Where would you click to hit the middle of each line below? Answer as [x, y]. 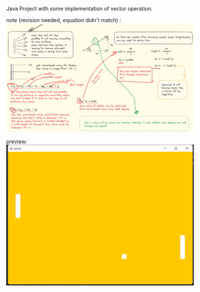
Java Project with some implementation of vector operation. [79, 9]
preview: [17, 142]
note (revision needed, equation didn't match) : [64, 20]
